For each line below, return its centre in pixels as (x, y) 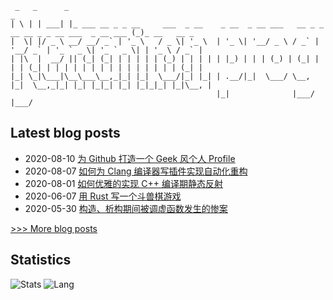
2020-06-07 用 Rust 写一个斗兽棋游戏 (103, 196)
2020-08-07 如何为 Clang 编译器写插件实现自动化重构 (136, 171)
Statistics (41, 260)
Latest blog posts (65, 133)
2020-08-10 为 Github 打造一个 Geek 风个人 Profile (130, 158)
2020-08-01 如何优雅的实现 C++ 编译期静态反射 (124, 183)
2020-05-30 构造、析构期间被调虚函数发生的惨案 (126, 208)
